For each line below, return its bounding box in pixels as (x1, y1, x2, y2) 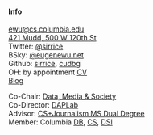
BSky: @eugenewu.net (8, 50, 85, 60)
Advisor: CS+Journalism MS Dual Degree (8, 109, 145, 119)
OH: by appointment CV (8, 67, 87, 77)
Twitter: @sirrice (8, 41, 64, 52)
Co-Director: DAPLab (8, 100, 79, 110)
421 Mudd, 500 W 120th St (8, 33, 97, 43)
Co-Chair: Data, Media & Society (8, 91, 117, 101)
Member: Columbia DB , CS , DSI (8, 117, 113, 127)
